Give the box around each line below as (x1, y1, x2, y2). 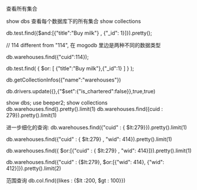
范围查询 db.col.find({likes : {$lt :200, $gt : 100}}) (6, 177, 126, 184)
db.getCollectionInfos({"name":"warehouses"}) (6, 76, 121, 83)
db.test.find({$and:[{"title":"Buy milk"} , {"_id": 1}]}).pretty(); (6, 30, 153, 37)
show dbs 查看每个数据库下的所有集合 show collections (6, 18, 141, 25)
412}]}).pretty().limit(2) (6, 165, 62, 172)
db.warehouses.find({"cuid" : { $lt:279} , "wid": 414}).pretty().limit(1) (6, 136, 173, 143)
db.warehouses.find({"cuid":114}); (6, 54, 89, 60)
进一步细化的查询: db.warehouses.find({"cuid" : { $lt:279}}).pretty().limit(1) (6, 124, 188, 131)
